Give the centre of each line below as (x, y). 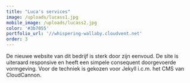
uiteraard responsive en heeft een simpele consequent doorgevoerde (91, 62)
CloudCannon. (24, 75)
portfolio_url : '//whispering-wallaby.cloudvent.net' (74, 34)
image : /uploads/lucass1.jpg (42, 17)
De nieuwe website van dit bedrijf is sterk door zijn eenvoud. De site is (92, 56)
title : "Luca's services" (38, 12)
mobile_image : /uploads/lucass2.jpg (52, 23)
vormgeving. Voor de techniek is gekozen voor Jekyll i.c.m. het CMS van (95, 68)
